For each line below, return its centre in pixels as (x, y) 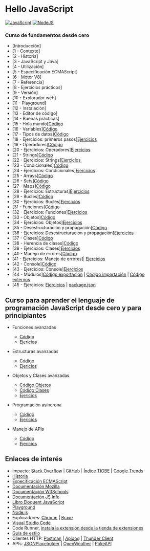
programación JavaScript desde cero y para (73, 308)
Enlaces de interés (34, 459)
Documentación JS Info (36, 497)
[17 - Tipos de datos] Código (40, 134)
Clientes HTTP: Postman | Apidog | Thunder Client (63, 538)
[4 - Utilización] (28, 66)
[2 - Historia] (25, 56)
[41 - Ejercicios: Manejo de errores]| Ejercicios (59, 259)
